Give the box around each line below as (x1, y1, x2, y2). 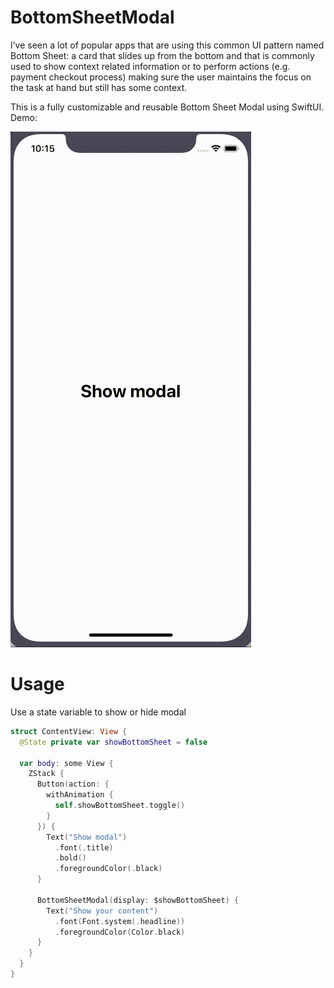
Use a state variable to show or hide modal (10, 706, 187, 718)
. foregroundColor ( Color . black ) (54, 927, 186, 937)
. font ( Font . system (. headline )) (54, 916, 186, 926)
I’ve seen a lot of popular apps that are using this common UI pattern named (10, 39, 325, 51)
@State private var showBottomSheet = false (19, 737, 208, 747)
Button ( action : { (36, 779, 110, 790)
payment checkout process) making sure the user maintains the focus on (10, 71, 312, 83)
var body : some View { (19, 758, 114, 768)
